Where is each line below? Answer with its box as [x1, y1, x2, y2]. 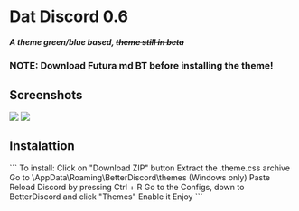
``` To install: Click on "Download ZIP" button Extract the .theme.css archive [9, 162, 291, 173]
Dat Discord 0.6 [9, 6, 129, 27]
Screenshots [9, 87, 83, 103]
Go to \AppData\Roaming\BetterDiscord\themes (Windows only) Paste [9, 171, 271, 182]
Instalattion [9, 138, 75, 154]
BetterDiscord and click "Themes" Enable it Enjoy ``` [9, 191, 203, 202]
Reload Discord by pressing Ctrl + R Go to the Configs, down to [9, 181, 245, 192]
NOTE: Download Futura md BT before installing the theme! [9, 60, 274, 72]
